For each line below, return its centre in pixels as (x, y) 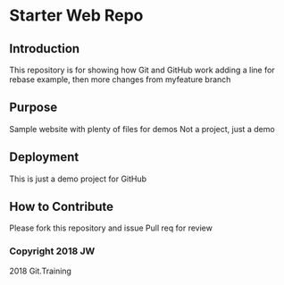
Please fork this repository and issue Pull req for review (111, 228)
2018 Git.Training (40, 271)
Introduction (45, 49)
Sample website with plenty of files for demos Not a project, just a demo (142, 129)
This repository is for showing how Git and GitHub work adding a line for (142, 70)
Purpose (33, 108)
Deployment (44, 157)
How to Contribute (62, 207)
